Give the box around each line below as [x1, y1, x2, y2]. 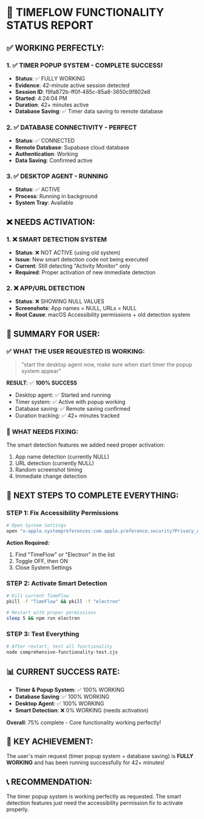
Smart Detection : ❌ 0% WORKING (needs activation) [15, 706, 149, 714]
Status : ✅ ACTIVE [15, 186, 61, 193]
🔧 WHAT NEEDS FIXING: [6, 428, 79, 436]
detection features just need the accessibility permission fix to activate [6, 799, 183, 807]
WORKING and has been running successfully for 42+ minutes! [6, 759, 165, 767]
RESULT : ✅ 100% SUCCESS [6, 379, 78, 386]
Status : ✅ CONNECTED [15, 137, 75, 144]
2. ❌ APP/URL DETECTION [6, 284, 85, 292]
